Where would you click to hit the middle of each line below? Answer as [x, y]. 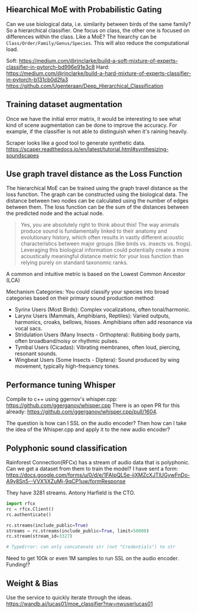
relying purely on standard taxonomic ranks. [74, 262]
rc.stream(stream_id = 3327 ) [39, 536]
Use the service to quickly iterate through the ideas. [69, 597]
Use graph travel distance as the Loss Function [94, 174]
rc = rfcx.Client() [30, 509]
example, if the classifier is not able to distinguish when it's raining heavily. [97, 131]
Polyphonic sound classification [66, 448]
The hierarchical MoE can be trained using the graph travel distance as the [97, 188]
